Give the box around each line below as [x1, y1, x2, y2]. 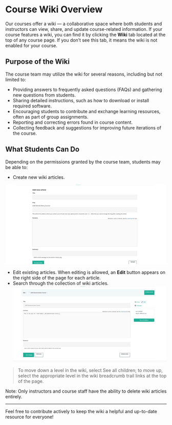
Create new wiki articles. [12, 174, 65, 180]
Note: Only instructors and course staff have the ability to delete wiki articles [5, 388, 167, 394]
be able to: [5, 164, 28, 170]
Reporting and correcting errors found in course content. [12, 119, 133, 125]
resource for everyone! [5, 414, 54, 420]
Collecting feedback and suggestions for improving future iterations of [12, 124, 161, 131]
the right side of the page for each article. [12, 275, 101, 281]
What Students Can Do [5, 145, 80, 154]
